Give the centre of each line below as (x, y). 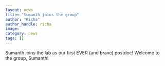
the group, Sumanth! (27, 58)
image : (12, 29)
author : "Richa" (23, 19)
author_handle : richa (29, 24)
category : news (22, 34)
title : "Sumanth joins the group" (42, 15)
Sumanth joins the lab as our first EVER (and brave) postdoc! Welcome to (83, 53)
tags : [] (15, 39)
